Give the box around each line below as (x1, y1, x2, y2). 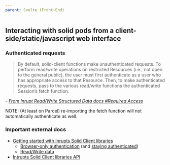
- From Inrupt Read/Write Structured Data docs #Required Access (5, 98, 143, 104)
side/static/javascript (5, 34, 75, 43)
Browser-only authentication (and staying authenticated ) (20, 143, 139, 149)
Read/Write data (20, 148, 54, 154)
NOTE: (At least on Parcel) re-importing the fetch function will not (5, 108, 142, 114)
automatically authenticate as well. (5, 113, 78, 120)
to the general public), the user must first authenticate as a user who (17, 72, 161, 78)
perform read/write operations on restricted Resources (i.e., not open (17, 67, 163, 73)
